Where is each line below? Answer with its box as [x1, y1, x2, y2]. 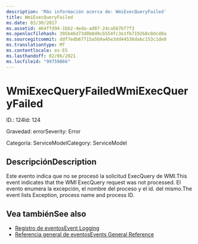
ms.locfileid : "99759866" [6, 58, 70, 64]
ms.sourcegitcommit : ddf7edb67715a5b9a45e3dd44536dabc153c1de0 [6, 36, 167, 42]
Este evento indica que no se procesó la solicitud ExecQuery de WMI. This [6, 173, 187, 180]
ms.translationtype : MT [6, 42, 66, 48]
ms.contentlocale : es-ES [6, 48, 68, 54]
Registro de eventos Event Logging [14, 224, 100, 232]
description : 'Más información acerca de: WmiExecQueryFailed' [6, 8, 167, 15]
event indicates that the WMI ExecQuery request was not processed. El [6, 179, 181, 186]
